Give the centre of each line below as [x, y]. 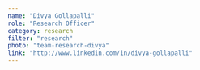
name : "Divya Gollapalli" [51, 16]
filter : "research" [40, 38]
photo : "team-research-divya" [59, 46]
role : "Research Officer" [51, 23]
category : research [40, 31]
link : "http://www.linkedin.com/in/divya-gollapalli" [100, 53]
